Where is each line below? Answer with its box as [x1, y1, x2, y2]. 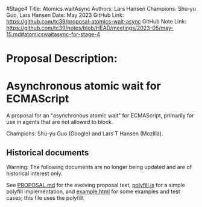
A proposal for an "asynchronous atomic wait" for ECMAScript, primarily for [6, 112, 194, 119]
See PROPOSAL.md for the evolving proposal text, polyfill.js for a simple [6, 181, 185, 188]
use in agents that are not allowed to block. [6, 119, 113, 126]
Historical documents [6, 147, 89, 158]
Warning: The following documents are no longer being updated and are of [6, 163, 192, 170]
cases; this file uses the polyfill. [6, 194, 84, 201]
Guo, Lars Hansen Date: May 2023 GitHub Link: [6, 11, 124, 19]
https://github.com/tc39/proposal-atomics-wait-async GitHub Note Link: [6, 18, 187, 25]
